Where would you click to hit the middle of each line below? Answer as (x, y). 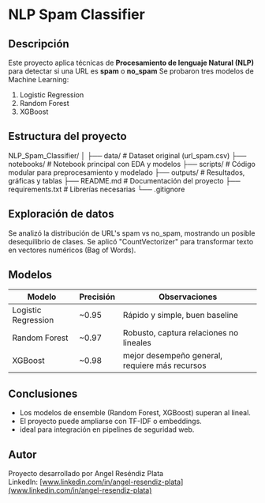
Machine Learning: (39, 79)
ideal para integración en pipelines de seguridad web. (107, 429)
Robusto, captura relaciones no (181, 333)
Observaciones (188, 297)
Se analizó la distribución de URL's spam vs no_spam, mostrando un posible (132, 233)
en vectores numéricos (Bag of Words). (72, 250)
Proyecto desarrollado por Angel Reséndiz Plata (86, 474)
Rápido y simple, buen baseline (181, 316)
